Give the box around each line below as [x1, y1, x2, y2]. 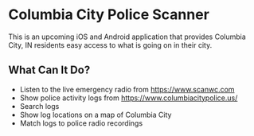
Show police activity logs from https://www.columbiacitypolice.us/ [19, 93, 238, 103]
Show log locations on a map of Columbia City [19, 110, 172, 119]
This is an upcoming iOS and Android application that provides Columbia [8, 32, 247, 41]
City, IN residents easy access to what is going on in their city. [8, 40, 213, 49]
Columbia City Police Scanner [8, 6, 209, 24]
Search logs [19, 101, 60, 111]
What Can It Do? [8, 64, 91, 77]
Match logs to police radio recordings [19, 118, 143, 128]
